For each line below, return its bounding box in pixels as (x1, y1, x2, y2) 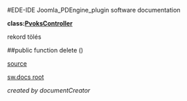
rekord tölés (7, 33, 42, 41)
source (7, 59, 28, 68)
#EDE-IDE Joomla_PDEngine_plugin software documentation (7, 6, 181, 14)
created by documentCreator (7, 86, 91, 94)
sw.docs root (7, 73, 44, 81)
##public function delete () (7, 46, 84, 54)
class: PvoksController (7, 19, 73, 27)
